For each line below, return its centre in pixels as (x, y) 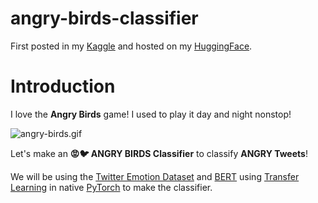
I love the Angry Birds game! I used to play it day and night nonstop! (151, 114)
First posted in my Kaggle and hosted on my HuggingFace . (131, 46)
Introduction (63, 86)
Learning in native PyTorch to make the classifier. (111, 187)
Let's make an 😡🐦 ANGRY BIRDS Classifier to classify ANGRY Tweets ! (159, 153)
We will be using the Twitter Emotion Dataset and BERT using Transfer (155, 176)
